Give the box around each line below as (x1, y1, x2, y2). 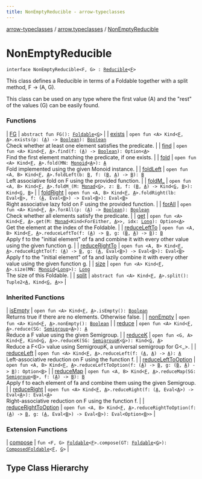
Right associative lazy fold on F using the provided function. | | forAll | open (6, 200, 192, 208)
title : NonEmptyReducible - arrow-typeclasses (6, 8, 125, 15)
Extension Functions (6, 425, 68, 434)
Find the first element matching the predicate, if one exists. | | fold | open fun (6, 153, 197, 160)
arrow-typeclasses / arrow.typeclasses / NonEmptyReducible (6, 25, 159, 33)
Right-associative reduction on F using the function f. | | (6, 398, 145, 405)
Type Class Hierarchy (6, 463, 89, 473)
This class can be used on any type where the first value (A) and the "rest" (6, 95, 192, 103)
